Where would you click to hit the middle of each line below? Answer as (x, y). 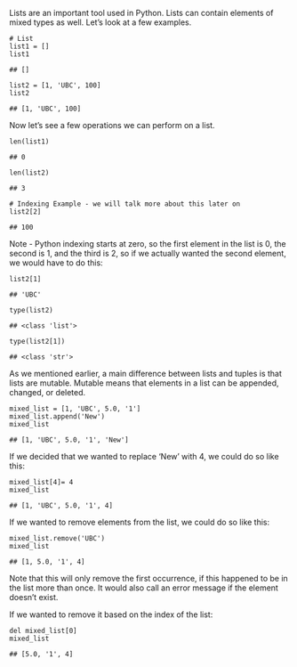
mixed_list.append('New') (57, 417)
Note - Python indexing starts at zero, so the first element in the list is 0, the (148, 244)
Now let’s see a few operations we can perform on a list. (112, 125)
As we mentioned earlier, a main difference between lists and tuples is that (146, 374)
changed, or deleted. (48, 392)
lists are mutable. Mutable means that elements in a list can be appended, (144, 383)
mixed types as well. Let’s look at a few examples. (100, 22)
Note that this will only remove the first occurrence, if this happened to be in (149, 578)
